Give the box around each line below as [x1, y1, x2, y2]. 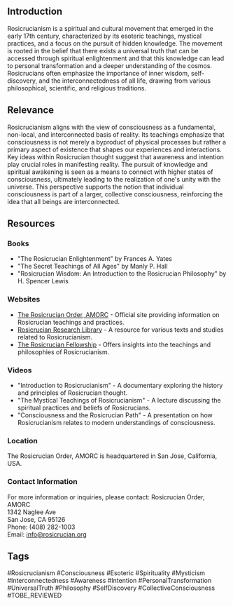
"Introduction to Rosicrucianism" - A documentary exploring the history [17, 381, 223, 389]
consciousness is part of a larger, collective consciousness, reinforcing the [7, 189, 223, 198]
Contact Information [7, 477, 78, 487]
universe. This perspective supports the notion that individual [7, 182, 184, 191]
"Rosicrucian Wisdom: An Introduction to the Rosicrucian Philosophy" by [17, 269, 227, 278]
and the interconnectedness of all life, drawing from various [38, 76, 211, 85]
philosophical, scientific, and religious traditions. [7, 83, 147, 92]
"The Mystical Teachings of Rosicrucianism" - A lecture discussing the [17, 396, 222, 404]
